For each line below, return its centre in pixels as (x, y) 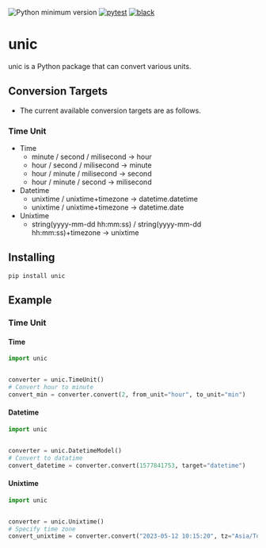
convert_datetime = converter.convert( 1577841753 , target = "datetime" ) (127, 465)
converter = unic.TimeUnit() (56, 380)
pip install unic (37, 276)
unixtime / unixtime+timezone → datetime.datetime (114, 199)
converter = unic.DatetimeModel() (65, 450)
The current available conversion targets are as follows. (110, 110)
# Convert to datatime (46, 458)
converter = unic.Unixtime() (56, 521)
